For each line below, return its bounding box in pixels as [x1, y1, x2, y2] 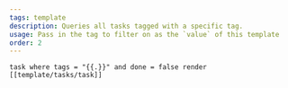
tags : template [9, 13, 67, 22]
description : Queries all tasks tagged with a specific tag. [9, 22, 244, 31]
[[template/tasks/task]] [9, 71, 103, 80]
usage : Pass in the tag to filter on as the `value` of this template [9, 30, 280, 39]
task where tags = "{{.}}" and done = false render [9, 63, 207, 72]
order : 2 [9, 38, 42, 48]
